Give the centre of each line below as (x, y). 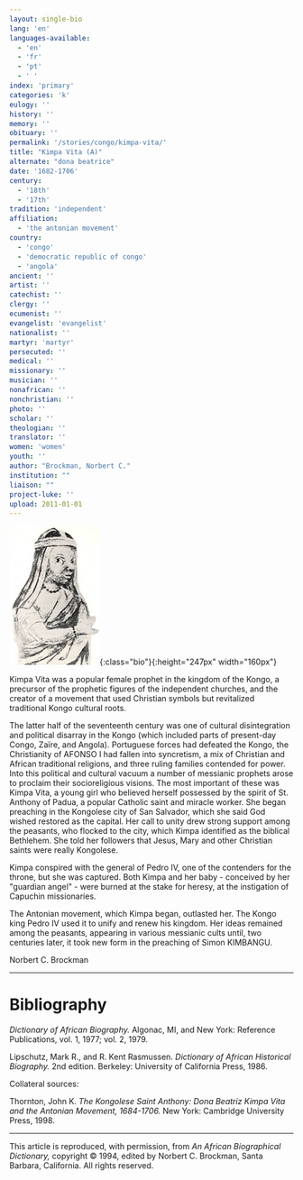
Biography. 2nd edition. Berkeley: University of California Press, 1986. (138, 1066)
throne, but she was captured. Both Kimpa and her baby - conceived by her (150, 877)
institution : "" (40, 475)
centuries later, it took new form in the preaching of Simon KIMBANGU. (141, 943)
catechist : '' (36, 295)
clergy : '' (30, 305)
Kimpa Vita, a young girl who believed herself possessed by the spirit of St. (149, 792)
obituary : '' (34, 133)
